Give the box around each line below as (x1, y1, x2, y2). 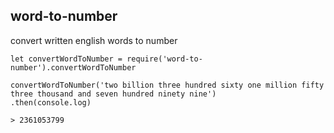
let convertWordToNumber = (10, 54, 123, 64)
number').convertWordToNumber (10, 62, 137, 73)
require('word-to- (126, 54, 203, 64)
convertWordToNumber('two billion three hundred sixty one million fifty (10, 80, 325, 90)
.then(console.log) (10, 97, 92, 108)
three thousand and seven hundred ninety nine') (10, 89, 217, 99)
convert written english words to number (10, 34, 178, 46)
